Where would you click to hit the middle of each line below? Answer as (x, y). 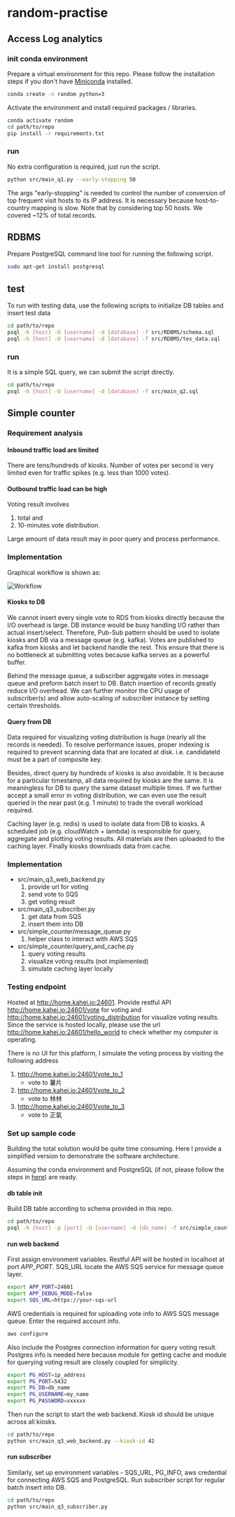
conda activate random (40, 120)
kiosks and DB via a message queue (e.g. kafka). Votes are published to (111, 639)
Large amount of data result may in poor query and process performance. (114, 539)
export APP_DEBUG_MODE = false (50, 1294)
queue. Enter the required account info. (64, 1321)
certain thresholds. (34, 705)
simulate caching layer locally (70, 969)
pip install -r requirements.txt (56, 133)
